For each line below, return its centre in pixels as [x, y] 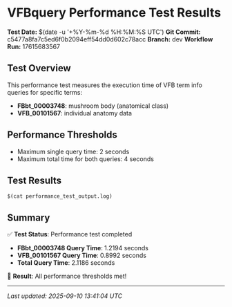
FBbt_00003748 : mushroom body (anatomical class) [93, 106]
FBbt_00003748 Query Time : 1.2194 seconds [83, 248]
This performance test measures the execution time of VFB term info [105, 85]
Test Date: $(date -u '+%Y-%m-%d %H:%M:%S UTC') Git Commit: [104, 32]
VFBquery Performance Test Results [114, 13]
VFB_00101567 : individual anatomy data [75, 113]
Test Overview [39, 68]
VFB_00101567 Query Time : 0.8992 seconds [82, 255]
